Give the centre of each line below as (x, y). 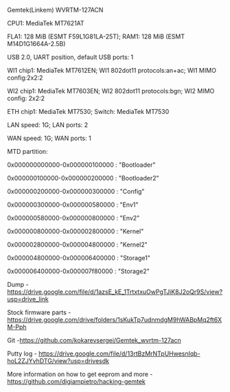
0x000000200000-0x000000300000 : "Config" (76, 191)
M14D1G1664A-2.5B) (36, 44)
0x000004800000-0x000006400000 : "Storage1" (79, 258)
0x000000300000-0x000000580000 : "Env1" (73, 205)
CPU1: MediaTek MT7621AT (46, 23)
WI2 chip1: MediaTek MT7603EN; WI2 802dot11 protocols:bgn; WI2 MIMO (111, 91)
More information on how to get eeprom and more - (80, 374)
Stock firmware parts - (39, 312)
